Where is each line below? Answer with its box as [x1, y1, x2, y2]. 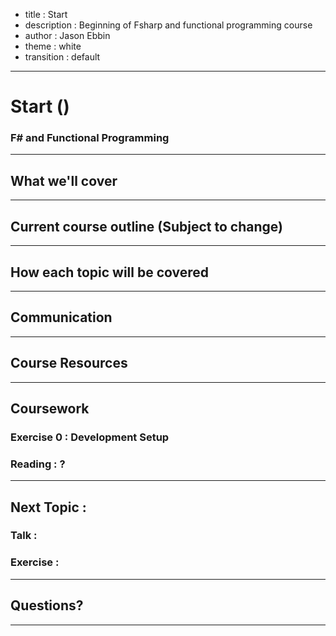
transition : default [24, 51, 101, 63]
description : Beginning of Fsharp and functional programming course [24, 19, 313, 31]
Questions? [10, 597, 84, 614]
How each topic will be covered [10, 264, 210, 281]
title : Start [24, 9, 68, 20]
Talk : [10, 529, 38, 543]
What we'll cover [10, 172, 118, 189]
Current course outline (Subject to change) [10, 218, 283, 235]
